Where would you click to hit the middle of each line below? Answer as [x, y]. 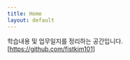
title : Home [24, 14]
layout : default [31, 20]
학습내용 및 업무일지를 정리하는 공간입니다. [65, 41]
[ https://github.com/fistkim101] [51, 49]
